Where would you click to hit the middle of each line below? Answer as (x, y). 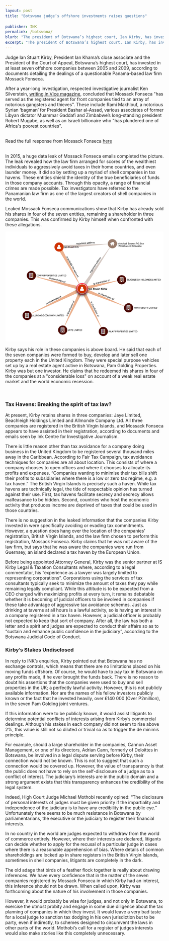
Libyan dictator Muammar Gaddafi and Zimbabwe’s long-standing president (83, 115)
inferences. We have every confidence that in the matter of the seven (77, 875)
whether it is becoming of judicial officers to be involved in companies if (80, 600)
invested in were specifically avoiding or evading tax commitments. (75, 526)
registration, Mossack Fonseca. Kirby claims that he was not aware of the (81, 542)
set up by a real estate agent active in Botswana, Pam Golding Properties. (81, 365)
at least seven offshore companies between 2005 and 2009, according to (81, 68)
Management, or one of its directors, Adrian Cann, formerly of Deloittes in (81, 750)
